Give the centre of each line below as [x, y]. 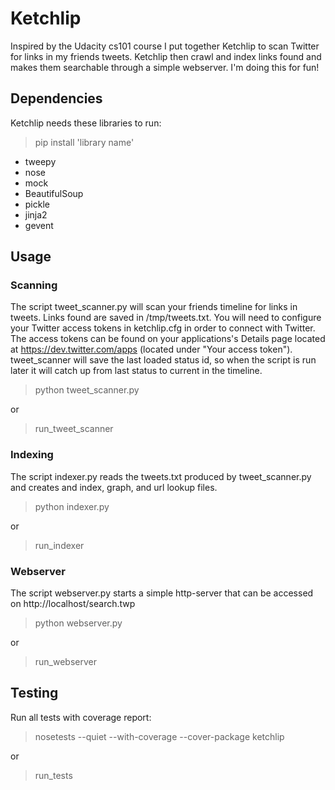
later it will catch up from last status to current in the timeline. [136, 371]
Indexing [32, 455]
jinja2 [36, 214]
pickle [37, 204]
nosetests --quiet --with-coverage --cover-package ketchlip [159, 736]
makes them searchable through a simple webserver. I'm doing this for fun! [165, 67]
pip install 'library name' [84, 142]
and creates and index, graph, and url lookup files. [114, 487]
